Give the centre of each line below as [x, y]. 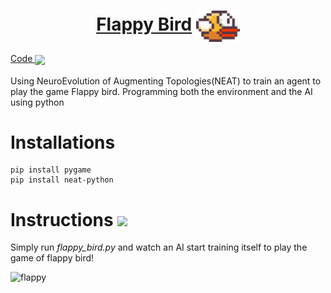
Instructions [62, 219]
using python [37, 102]
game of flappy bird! [52, 258]
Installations [63, 142]
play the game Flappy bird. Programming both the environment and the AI [161, 91]
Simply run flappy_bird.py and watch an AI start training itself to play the [159, 247]
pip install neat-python [62, 180]
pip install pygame [51, 170]
